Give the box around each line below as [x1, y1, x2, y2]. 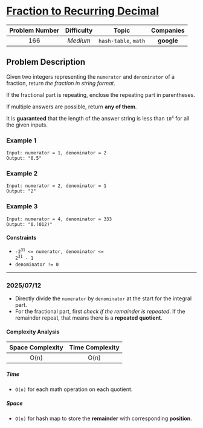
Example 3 [6, 202, 38, 211]
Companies [150, 26, 185, 35]
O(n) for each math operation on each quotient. [14, 386, 133, 393]
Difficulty [65, 26, 93, 35]
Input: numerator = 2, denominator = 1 [6, 183, 107, 189]
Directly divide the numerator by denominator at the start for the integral [14, 295, 192, 302]
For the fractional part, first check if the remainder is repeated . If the [14, 308, 185, 315]
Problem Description [6, 57, 86, 67]
